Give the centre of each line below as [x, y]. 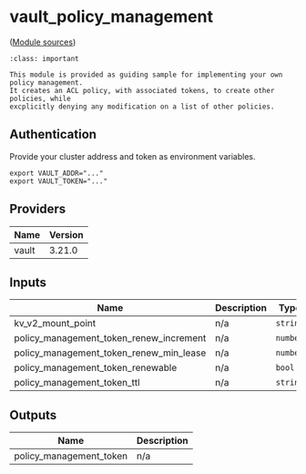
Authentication [53, 134]
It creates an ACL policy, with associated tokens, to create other [142, 90]
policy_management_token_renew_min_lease [110, 353]
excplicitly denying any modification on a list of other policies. [142, 107]
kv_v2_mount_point [55, 324]
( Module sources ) [43, 42]
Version [66, 234]
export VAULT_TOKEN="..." [58, 181]
